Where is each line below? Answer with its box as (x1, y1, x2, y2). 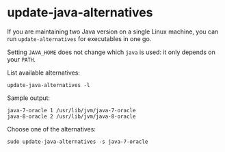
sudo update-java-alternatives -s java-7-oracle (7, 138, 148, 145)
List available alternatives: (7, 68, 81, 77)
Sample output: (7, 94, 50, 102)
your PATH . (7, 55, 36, 63)
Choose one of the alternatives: (7, 125, 96, 133)
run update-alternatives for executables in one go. (7, 34, 152, 42)
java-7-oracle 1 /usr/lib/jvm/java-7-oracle (7, 107, 136, 114)
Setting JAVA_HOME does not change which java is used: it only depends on (7, 48, 215, 56)
